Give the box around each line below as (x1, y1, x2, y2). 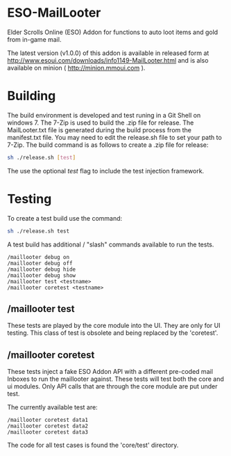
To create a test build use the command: (7, 214, 123, 222)
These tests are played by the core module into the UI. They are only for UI (7, 322, 221, 330)
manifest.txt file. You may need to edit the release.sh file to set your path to (7, 133, 222, 141)
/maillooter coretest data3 (7, 429, 89, 436)
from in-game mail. (7, 35, 62, 43)
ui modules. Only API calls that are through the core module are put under (7, 382, 218, 391)
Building (7, 88, 56, 104)
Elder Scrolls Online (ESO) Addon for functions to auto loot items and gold (7, 28, 219, 36)
